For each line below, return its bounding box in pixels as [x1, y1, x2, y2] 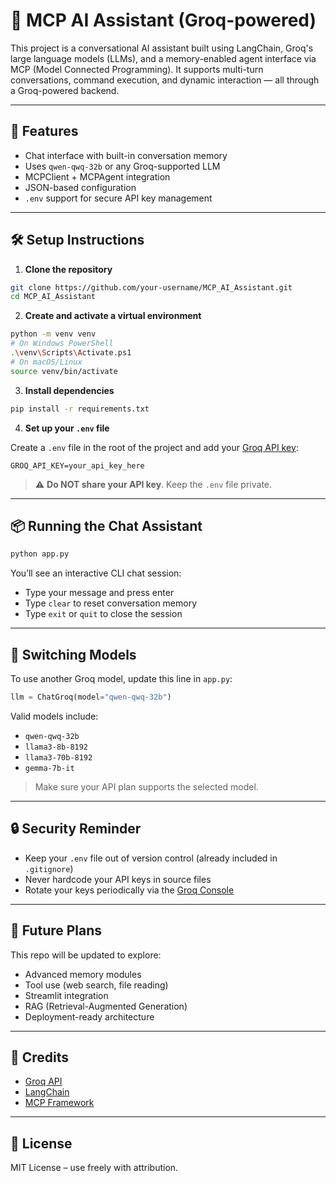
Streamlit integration [24, 989, 109, 1001]
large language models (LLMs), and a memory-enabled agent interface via [10, 52, 317, 64]
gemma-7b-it [24, 763, 75, 773]
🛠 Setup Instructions [10, 232, 145, 249]
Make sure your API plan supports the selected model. [34, 780, 259, 793]
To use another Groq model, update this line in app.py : [10, 673, 233, 685]
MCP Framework [24, 1097, 95, 1109]
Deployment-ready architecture [24, 1010, 155, 1023]
